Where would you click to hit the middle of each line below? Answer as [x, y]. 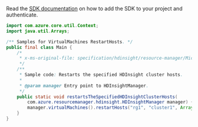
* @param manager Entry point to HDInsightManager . [84, 86]
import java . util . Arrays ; [38, 31]
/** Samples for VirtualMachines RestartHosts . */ [70, 42]
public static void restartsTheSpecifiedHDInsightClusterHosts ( [97, 97]
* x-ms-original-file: [47, 58]
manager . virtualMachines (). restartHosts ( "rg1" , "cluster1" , [103, 108]
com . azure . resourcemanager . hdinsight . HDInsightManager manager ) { [110, 102]
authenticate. [22, 15]
